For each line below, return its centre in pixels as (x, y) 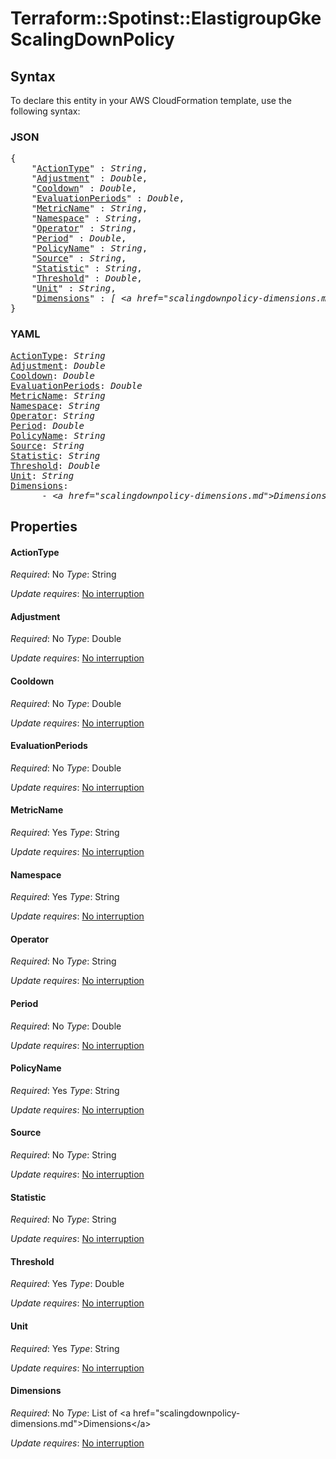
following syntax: (45, 111)
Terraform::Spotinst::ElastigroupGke (166, 18)
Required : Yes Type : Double (67, 1284)
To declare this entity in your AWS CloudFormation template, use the (151, 100)
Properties (44, 526)
